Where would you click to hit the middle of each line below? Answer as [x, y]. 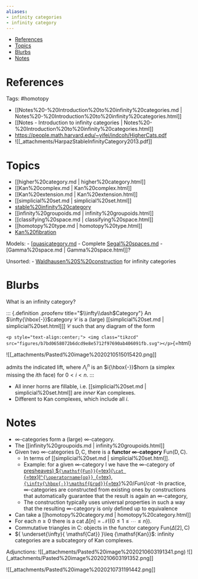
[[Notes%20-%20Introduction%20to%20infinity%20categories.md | [98, 110]
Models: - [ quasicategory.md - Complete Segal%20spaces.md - [85, 244]
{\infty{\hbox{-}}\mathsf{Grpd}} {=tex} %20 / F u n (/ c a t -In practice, [105, 483]
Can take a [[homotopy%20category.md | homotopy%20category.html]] [103, 514]
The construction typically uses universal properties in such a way [104, 502]
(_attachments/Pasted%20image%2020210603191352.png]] [80, 558]
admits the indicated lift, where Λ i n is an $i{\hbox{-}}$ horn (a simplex [90, 367]
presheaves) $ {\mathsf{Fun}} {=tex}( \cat [74, 471]
